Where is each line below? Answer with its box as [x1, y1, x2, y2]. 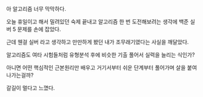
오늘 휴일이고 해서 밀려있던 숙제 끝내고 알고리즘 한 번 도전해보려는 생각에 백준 [6, 18, 189, 25]
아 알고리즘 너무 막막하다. [6, 5, 67, 12]
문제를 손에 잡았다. [17, 26, 62, 33]
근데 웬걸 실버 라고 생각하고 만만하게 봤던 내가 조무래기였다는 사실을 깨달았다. [6, 39, 189, 45]
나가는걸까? [6, 72, 34, 78]
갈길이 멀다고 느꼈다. [6, 84, 55, 92]
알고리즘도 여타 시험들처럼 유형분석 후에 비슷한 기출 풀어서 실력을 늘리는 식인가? [6, 51, 195, 58]
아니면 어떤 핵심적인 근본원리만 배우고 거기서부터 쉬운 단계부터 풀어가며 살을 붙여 [6, 64, 198, 71]
